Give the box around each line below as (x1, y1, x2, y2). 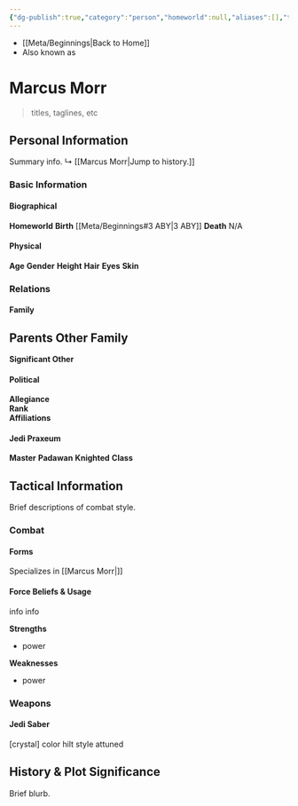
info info (9, 605, 40, 617)
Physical (9, 241, 42, 251)
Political (9, 374, 40, 384)
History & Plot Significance (9, 764, 161, 779)
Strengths (9, 623, 47, 634)
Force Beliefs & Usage (9, 586, 91, 597)
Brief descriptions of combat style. (9, 502, 136, 513)
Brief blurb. (9, 787, 51, 799)
